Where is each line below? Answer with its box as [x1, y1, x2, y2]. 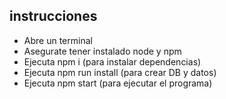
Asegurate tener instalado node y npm [23, 45, 182, 57]
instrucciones [9, 8, 98, 25]
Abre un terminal [23, 34, 93, 46]
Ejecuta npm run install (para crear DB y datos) [23, 66, 217, 78]
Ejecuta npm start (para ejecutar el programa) [23, 77, 213, 89]
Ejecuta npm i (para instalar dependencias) [23, 55, 202, 68]
